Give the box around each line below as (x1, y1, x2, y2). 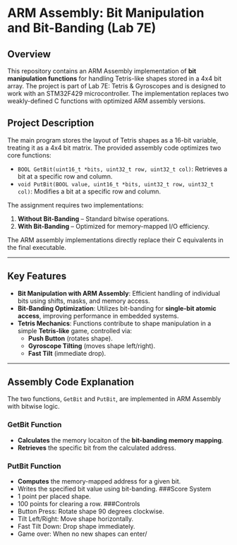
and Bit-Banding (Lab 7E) (7, 20, 157, 36)
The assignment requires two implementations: (7, 200, 144, 209)
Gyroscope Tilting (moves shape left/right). (28, 341, 156, 350)
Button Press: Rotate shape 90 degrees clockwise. (17, 507, 164, 516)
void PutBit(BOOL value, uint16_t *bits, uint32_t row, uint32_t (17, 181, 214, 188)
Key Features (7, 270, 67, 282)
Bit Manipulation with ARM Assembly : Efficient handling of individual (17, 289, 221, 297)
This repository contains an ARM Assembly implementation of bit (7, 67, 197, 75)
